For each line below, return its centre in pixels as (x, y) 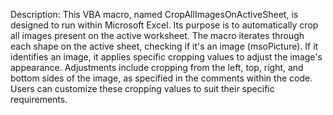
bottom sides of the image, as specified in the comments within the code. (161, 78)
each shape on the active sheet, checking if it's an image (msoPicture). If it (164, 46)
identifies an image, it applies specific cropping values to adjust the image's (166, 57)
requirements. (39, 99)
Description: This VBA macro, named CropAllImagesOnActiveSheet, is (154, 14)
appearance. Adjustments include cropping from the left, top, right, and (157, 67)
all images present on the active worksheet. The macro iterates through (157, 35)
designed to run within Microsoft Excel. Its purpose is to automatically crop (164, 25)
